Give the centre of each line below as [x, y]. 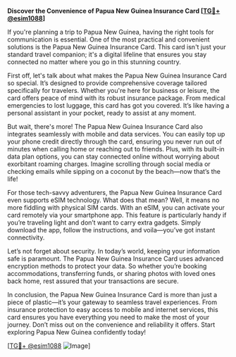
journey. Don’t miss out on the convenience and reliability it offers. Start [111, 325]
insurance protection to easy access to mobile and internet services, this [113, 309]
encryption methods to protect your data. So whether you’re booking [107, 266]
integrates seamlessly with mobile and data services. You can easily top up [116, 134]
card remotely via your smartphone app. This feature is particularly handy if [117, 215]
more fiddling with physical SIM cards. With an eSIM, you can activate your [116, 207]
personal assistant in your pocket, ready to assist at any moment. [102, 113]
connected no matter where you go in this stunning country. [94, 62]
